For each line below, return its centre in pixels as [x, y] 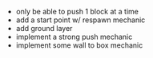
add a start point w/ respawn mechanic [81, 20]
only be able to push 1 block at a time [77, 12]
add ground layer [44, 28]
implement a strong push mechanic [74, 37]
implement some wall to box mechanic [79, 45]
